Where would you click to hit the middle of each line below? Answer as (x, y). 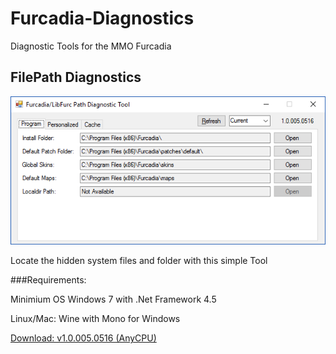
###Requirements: (48, 280)
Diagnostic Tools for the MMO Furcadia (91, 46)
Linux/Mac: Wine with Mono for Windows (95, 319)
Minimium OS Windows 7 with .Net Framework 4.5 (113, 299)
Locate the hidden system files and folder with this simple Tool (139, 261)
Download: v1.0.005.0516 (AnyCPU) (83, 338)
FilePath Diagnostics (76, 77)
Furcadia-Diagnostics (102, 18)
